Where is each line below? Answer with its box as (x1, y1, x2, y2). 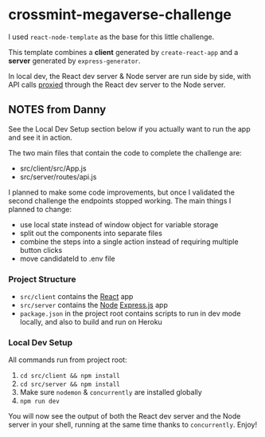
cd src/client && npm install (19, 372, 121, 380)
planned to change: (8, 204, 72, 214)
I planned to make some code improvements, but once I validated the (8, 187, 235, 197)
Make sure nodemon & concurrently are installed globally (19, 388, 203, 397)
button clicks (19, 245, 63, 254)
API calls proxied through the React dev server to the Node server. (8, 80, 226, 89)
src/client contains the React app (19, 292, 134, 301)
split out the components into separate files (19, 228, 163, 238)
